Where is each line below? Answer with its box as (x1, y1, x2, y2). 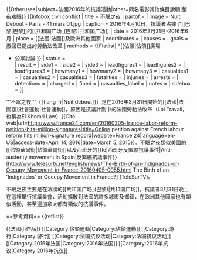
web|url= (6, 119, 28, 126)
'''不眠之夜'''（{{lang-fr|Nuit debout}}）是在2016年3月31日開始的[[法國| (6, 98, 179, 105)
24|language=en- (133, 132, 176, 139)
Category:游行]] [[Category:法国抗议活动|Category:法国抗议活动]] (12, 232, 171, 240)
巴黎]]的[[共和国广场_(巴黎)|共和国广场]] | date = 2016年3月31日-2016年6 (12, 28, 189, 35)
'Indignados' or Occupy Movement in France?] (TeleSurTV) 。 (6, 173, 154, 180)
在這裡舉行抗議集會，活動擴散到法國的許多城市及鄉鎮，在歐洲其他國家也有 (6, 193, 186, 200)
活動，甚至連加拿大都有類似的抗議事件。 (11, 200, 109, 207)
